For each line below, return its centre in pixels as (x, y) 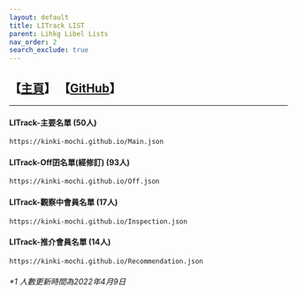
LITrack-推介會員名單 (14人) (60, 242)
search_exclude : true (49, 50)
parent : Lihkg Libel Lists (59, 34)
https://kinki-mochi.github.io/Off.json (85, 182)
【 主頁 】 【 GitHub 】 (65, 88)
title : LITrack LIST (47, 26)
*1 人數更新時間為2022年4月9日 (68, 282)
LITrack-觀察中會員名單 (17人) (64, 202)
